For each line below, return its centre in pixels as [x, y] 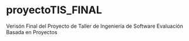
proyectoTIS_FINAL [54, 10]
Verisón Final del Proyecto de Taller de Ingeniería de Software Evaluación [95, 26]
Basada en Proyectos [32, 32]
